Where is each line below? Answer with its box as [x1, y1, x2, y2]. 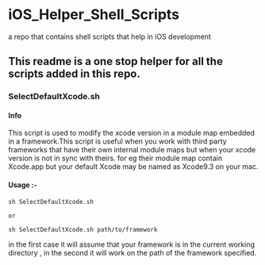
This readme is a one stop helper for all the [8, 55, 224, 68]
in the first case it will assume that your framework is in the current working [8, 240, 255, 249]
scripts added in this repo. [8, 67, 141, 81]
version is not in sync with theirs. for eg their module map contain [8, 153, 223, 163]
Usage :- [8, 180, 37, 190]
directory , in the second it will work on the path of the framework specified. [8, 248, 257, 257]
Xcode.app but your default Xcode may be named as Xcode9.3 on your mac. [8, 162, 259, 171]
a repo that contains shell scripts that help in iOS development [8, 32, 212, 41]
